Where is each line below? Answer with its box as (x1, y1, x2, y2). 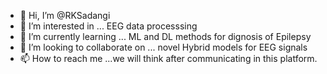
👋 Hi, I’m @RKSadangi (19, 10, 111, 21)
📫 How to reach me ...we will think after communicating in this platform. (19, 53, 318, 64)
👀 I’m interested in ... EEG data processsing (19, 20, 198, 32)
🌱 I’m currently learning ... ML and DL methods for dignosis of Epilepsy (19, 31, 312, 42)
